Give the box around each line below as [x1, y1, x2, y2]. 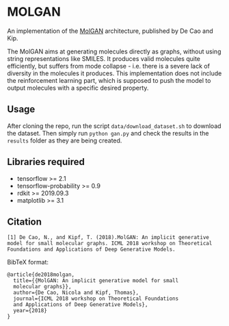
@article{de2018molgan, [7, 271, 75, 278]
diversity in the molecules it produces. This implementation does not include [7, 69, 222, 77]
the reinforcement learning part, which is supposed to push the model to [7, 76, 211, 84]
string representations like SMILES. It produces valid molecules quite [7, 54, 200, 62]
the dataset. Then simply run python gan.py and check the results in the [7, 129, 209, 137]
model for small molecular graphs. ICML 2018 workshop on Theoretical [7, 240, 213, 247]
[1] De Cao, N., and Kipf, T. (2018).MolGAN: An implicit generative [7, 234, 210, 241]
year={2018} [13, 308, 48, 314]
